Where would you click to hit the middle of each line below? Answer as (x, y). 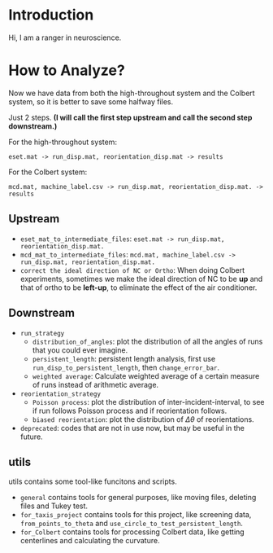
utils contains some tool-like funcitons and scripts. (93, 481)
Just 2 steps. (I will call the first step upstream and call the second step (130, 117)
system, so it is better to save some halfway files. (91, 101)
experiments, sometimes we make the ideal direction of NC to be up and (141, 279)
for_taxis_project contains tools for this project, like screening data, (136, 515)
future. (31, 437)
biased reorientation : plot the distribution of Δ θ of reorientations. (143, 419)
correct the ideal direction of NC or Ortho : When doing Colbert (132, 270)
